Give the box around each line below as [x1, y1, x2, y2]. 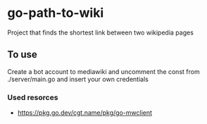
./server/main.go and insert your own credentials [7, 75, 149, 83]
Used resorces [7, 92, 58, 102]
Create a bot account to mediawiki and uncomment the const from [7, 67, 200, 75]
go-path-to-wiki [7, 5, 104, 21]
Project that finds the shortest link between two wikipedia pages [7, 28, 194, 37]
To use [7, 49, 37, 61]
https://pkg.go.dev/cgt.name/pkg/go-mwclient [17, 108, 153, 117]
